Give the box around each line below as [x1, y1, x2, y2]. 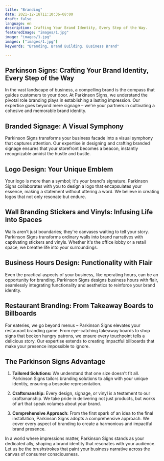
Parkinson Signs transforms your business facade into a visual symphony [5, 135, 153, 141]
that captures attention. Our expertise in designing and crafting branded [5, 141, 150, 146]
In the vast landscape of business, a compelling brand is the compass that [5, 87, 155, 93]
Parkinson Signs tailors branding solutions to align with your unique [12, 375, 148, 381]
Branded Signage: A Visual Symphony [5, 122, 124, 130]
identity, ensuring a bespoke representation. [12, 381, 102, 387]
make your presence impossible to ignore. [5, 343, 90, 349]
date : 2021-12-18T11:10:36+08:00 [5, 12, 73, 17]
